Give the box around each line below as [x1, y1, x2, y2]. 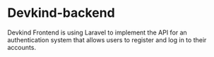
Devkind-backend [7, 5, 115, 21]
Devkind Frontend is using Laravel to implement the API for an [7, 28, 187, 37]
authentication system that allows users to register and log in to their [7, 35, 207, 44]
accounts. [7, 43, 37, 51]
